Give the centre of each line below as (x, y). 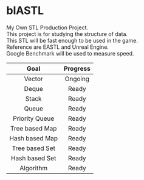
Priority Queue (34, 118)
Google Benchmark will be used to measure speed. (70, 53)
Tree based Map (33, 128)
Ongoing (77, 79)
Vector (34, 79)
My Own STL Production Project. (47, 27)
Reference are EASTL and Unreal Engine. (58, 47)
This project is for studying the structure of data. (67, 34)
